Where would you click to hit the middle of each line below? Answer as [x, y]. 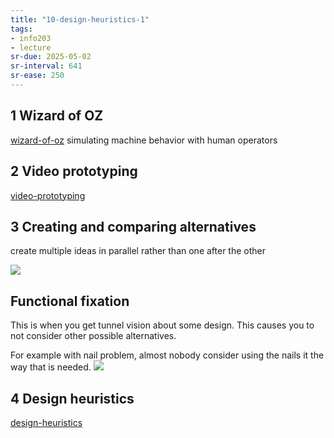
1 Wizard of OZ [57, 116]
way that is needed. [51, 367]
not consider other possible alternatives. [93, 336]
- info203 [31, 38]
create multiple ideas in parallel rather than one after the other [138, 251]
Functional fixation [70, 301]
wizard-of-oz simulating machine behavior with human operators [144, 140]
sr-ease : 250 [37, 76]
